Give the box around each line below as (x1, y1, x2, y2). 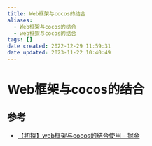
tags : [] (7, 36, 33, 43)
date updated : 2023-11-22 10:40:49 (7, 50, 111, 57)
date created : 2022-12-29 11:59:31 (7, 43, 111, 50)
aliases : (7, 17, 33, 24)
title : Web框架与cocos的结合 (7, 10, 86, 17)
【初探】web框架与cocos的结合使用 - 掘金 (17, 131, 140, 140)
